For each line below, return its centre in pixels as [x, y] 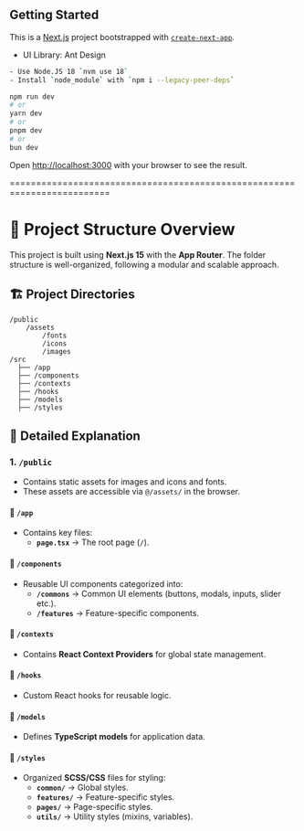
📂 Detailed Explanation [75, 436]
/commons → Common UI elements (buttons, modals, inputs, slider [158, 593]
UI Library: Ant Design [64, 55]
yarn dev [26, 113]
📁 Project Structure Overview [122, 229]
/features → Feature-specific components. [117, 613]
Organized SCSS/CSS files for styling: [94, 778]
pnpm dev [26, 131]
